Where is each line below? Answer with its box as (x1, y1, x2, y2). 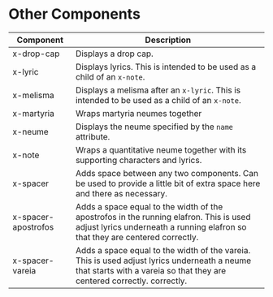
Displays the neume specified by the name (76, 121, 234, 132)
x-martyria (12, 107, 54, 118)
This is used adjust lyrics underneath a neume (76, 255, 252, 266)
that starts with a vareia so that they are (76, 265, 227, 276)
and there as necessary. (76, 187, 168, 199)
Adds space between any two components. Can (76, 167, 258, 179)
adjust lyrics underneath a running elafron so (76, 221, 247, 232)
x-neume (12, 126, 49, 137)
